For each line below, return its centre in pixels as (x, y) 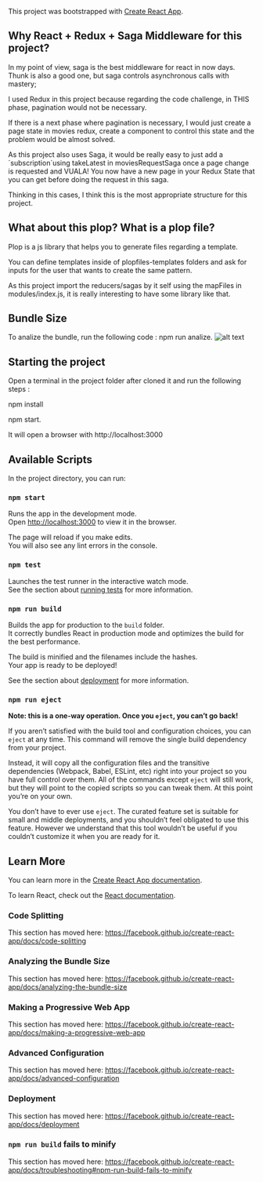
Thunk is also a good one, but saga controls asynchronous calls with (119, 75)
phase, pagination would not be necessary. (77, 107)
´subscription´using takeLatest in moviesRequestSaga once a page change (128, 162)
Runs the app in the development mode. (72, 514)
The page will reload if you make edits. (70, 538)
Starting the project (57, 361)
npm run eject (35, 699)
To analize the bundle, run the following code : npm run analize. (110, 337)
